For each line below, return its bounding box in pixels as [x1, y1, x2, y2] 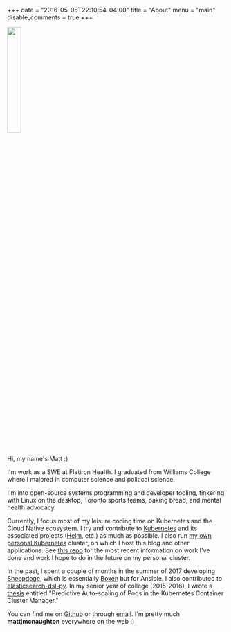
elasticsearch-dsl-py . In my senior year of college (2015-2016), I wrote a [7, 581, 213, 590]
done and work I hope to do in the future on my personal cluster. [7, 554, 191, 561]
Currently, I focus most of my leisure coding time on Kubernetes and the [7, 517, 213, 525]
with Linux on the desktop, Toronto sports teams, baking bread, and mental [7, 496, 221, 504]
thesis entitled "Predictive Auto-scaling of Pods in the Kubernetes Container [7, 589, 224, 597]
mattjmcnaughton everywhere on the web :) [7, 617, 135, 625]
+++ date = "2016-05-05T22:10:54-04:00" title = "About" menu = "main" [7, 6, 216, 14]
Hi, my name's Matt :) [7, 455, 68, 462]
